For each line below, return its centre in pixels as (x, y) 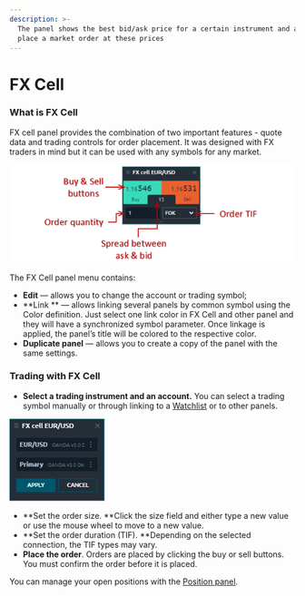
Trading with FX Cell (55, 376)
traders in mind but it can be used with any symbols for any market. (136, 151)
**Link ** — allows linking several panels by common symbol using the (156, 305)
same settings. (50, 353)
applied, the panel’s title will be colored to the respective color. (139, 333)
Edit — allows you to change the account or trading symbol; (135, 295)
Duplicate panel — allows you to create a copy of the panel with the (150, 343)
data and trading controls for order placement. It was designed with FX (142, 142)
